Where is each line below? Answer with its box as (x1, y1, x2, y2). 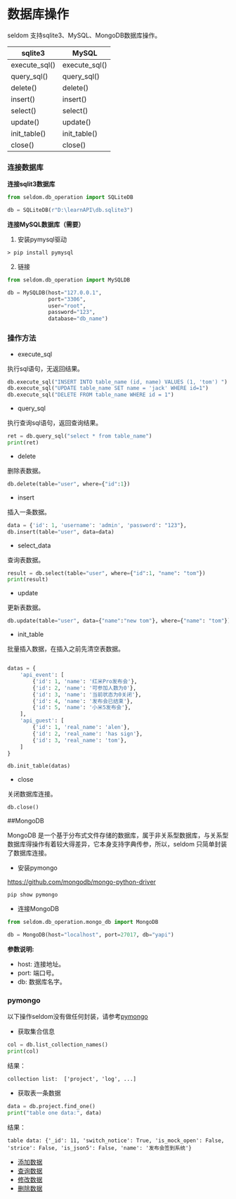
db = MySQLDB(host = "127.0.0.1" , (7, 289, 102, 296)
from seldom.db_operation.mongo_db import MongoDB (7, 919, 159, 926)
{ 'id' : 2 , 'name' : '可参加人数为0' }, (32, 684, 137, 692)
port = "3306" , (48, 296, 86, 303)
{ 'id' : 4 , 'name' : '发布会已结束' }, (32, 697, 133, 704)
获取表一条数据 (17, 1089, 61, 1097)
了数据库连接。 (7, 849, 51, 857)
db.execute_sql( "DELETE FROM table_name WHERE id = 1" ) (7, 391, 174, 398)
